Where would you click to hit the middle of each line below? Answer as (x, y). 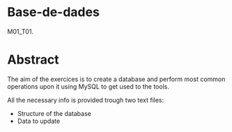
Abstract (33, 60)
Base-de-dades (53, 12)
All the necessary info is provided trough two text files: (86, 100)
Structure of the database (54, 113)
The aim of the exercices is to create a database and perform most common (116, 79)
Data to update (39, 121)
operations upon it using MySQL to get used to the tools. (88, 86)
